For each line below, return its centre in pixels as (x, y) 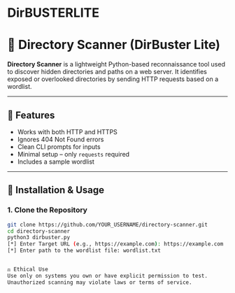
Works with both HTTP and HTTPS (67, 131)
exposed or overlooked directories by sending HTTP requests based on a (113, 79)
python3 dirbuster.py (39, 238)
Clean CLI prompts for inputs (59, 146)
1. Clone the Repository (47, 210)
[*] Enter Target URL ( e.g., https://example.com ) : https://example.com (115, 244)
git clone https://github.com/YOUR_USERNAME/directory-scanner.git (108, 224)
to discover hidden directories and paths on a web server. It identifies (107, 72)
